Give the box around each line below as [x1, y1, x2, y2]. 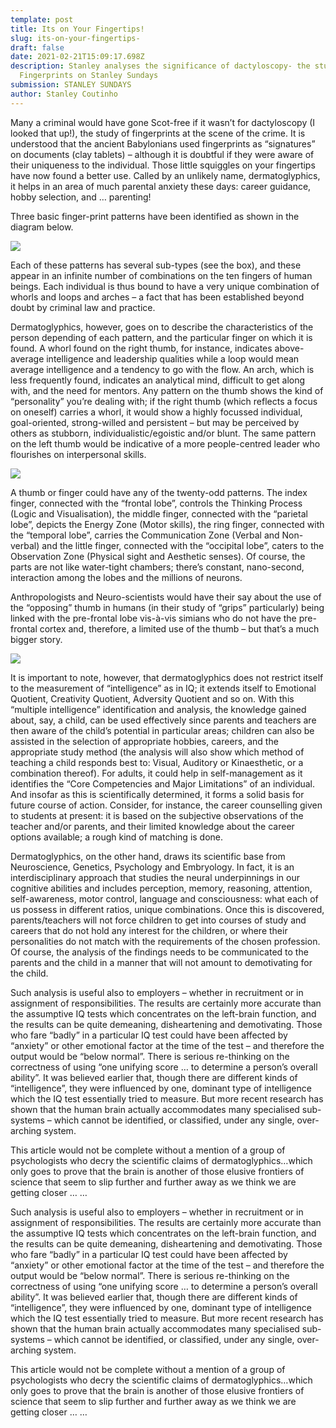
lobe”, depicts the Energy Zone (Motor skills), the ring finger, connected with [10, 518, 325, 530]
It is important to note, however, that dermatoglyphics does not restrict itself [10, 671, 324, 683]
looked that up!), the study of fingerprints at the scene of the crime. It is [10, 127, 306, 139]
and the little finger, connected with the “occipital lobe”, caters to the [41, 539, 325, 551]
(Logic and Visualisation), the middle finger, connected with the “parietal [10, 507, 308, 520]
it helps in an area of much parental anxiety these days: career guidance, [10, 180, 312, 192]
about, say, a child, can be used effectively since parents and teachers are [10, 714, 317, 726]
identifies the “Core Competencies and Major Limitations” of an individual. [10, 777, 316, 790]
